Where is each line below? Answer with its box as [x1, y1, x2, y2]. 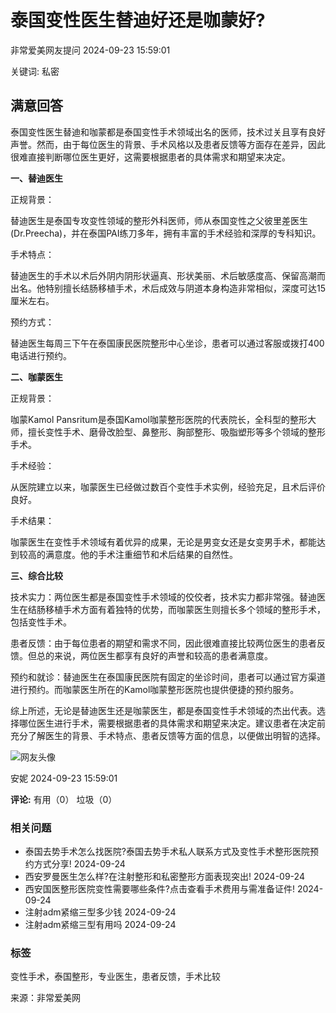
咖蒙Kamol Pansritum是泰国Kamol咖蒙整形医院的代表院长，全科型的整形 [10, 413, 308, 425]
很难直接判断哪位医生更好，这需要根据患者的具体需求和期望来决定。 [10, 151, 291, 163]
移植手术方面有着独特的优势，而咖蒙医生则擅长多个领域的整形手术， [44, 603, 326, 615]
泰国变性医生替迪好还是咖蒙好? [10, 9, 266, 32]
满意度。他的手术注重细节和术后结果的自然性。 [44, 548, 238, 560]
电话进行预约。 [10, 349, 72, 361]
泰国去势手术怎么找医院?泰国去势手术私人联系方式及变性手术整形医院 [24, 846, 310, 858]
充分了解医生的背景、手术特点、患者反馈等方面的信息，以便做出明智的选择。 [10, 729, 326, 741]
